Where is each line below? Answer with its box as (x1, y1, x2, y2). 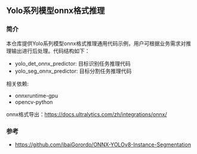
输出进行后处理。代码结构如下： (11, 47, 90, 54)
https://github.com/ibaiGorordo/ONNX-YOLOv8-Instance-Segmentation (14, 141, 191, 148)
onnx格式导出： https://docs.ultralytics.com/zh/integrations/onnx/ (6, 110, 167, 118)
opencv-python (14, 98, 53, 106)
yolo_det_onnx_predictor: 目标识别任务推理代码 (14, 60, 131, 67)
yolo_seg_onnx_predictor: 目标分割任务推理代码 (14, 67, 132, 75)
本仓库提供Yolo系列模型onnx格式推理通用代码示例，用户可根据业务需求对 (6, 39, 186, 47)
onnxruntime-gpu (14, 92, 59, 99)
